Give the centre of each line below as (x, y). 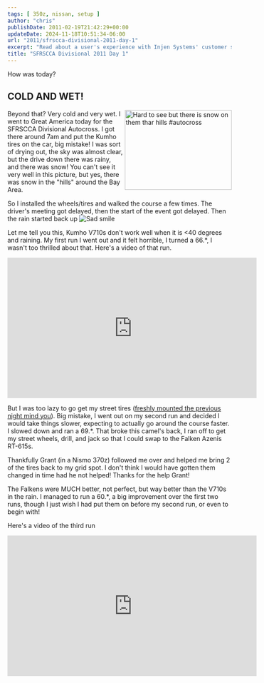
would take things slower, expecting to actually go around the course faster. (118, 423)
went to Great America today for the (60, 121)
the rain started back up (43, 218)
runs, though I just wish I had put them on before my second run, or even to (118, 504)
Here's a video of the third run (52, 525)
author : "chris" (31, 21)
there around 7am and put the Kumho (62, 136)
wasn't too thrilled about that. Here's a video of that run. (90, 248)
